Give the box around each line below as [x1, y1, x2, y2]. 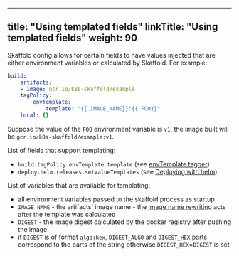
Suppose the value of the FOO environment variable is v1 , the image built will [7, 124, 229, 133]
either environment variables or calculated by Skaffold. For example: [7, 58, 208, 67]
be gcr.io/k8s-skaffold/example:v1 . [7, 132, 115, 141]
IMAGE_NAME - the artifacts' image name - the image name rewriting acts [17, 202, 226, 210]
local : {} [20, 112, 50, 119]
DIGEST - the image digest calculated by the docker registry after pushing [17, 218, 232, 226]
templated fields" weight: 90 [7, 32, 137, 44]
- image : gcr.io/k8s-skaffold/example [20, 85, 135, 92]
